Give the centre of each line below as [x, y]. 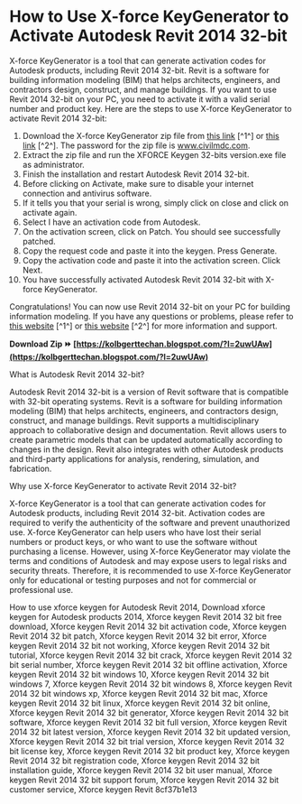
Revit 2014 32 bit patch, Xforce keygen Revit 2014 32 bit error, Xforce [138, 636]
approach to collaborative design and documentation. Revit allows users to [148, 430]
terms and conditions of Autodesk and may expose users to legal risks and [148, 560]
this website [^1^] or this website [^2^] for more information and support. [143, 326]
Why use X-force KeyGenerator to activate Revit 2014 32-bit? [123, 485]
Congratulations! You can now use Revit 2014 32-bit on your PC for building [150, 306]
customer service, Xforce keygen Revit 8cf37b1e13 [103, 789]
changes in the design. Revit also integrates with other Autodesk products [146, 449]
